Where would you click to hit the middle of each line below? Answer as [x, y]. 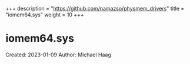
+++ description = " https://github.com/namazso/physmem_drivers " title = [95, 9]
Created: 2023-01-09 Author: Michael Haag [58, 55]
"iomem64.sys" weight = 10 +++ [45, 15]
